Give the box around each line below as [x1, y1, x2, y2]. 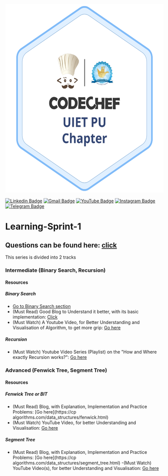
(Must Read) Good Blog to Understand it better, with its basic [12, 308, 139, 315]
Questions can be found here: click [5, 241, 117, 250]
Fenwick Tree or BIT [5, 391, 48, 397]
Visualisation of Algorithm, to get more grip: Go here [12, 325, 121, 331]
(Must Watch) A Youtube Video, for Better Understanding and [12, 320, 140, 326]
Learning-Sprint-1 [5, 221, 81, 232]
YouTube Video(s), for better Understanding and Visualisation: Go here [12, 465, 159, 471]
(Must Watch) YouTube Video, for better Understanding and [12, 419, 136, 426]
